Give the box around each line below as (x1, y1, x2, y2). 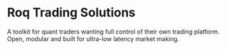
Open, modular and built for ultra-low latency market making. (7, 34, 179, 42)
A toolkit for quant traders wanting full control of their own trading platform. (7, 27, 220, 36)
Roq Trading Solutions (7, 5, 136, 21)
